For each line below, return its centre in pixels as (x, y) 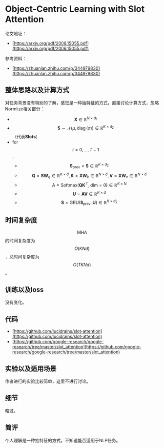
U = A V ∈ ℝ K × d (89, 193)
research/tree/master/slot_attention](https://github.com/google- (77, 347)
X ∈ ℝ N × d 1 (86, 119)
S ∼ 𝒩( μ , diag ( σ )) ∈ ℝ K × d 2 (85, 128)
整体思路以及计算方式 (37, 90)
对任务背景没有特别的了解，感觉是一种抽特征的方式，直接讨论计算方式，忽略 (82, 102)
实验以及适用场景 (31, 369)
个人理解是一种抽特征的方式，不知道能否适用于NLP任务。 (63, 440)
